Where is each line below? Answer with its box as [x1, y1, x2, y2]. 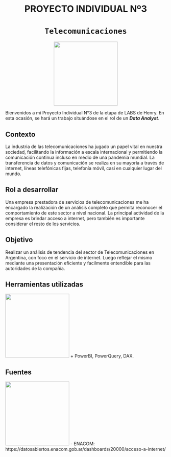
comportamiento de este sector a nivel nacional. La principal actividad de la [5, 210, 164, 216]
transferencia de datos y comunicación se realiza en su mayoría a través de [5, 159, 164, 166]
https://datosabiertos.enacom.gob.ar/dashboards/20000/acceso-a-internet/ [5, 446, 166, 452]
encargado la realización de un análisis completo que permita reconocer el [5, 204, 162, 210]
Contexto [5, 130, 36, 138]
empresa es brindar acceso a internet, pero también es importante [5, 215, 145, 221]
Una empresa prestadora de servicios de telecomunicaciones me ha [5, 199, 149, 205]
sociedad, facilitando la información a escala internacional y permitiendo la [5, 149, 163, 155]
